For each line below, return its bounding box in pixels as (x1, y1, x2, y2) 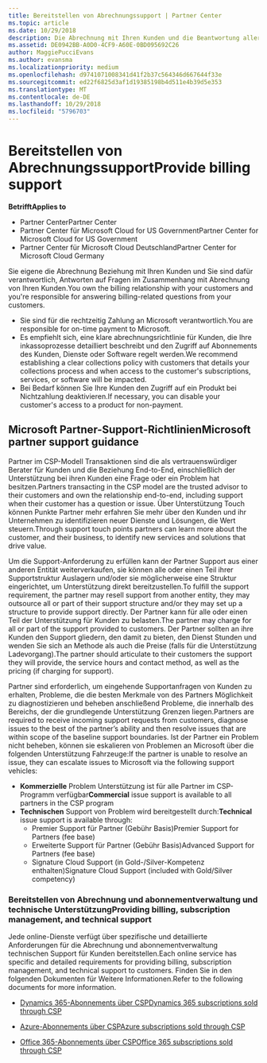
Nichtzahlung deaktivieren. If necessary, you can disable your (19, 391, 221, 401)
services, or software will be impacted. (19, 374, 147, 384)
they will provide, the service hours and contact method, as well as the (8, 657, 240, 667)
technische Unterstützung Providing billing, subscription (8, 903, 230, 914)
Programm (19, 790, 55, 799)
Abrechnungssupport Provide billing (8, 159, 251, 177)
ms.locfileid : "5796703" (8, 108, 91, 116)
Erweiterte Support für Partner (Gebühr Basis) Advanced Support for (31, 840, 255, 850)
